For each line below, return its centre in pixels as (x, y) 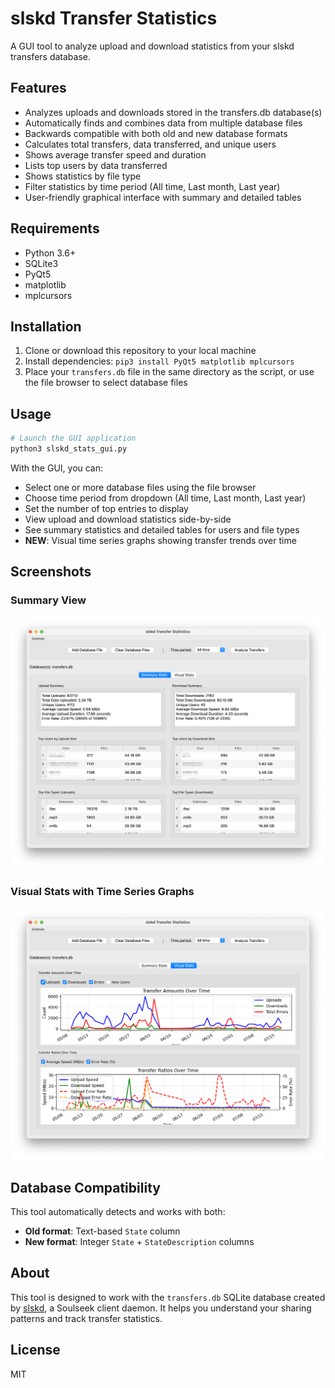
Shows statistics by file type (83, 176)
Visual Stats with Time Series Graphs (102, 891)
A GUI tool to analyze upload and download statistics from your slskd (152, 46)
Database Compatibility (85, 1187)
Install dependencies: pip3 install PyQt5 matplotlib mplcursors (159, 361)
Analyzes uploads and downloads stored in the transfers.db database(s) (173, 112)
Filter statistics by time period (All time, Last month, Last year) (152, 186)
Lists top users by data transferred (96, 165)
